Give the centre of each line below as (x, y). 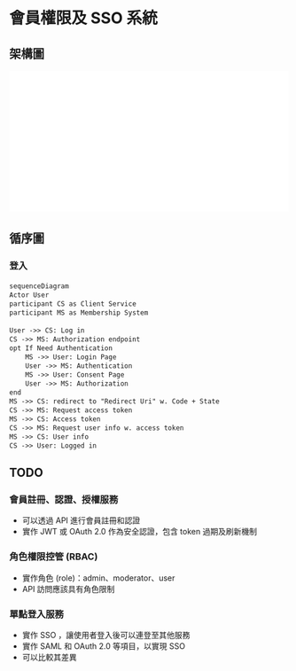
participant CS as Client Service (73, 304)
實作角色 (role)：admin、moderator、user (98, 578)
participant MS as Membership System (79, 312)
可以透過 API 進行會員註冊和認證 (81, 520)
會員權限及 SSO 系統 (83, 18)
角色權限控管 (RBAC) (54, 557)
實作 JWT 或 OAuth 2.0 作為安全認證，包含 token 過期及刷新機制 (139, 532)
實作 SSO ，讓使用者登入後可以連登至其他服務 (106, 635)
